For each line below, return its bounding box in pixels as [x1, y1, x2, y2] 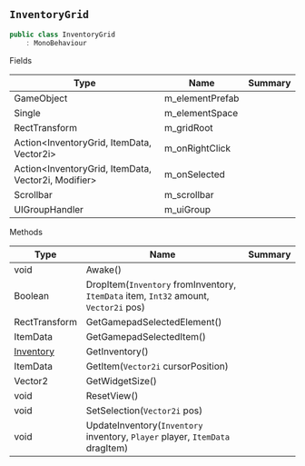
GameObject [14, 92, 68, 104]
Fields [9, 55, 33, 65]
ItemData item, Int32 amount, [85, 289, 210, 302]
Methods [9, 226, 44, 237]
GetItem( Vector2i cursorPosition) [85, 360, 229, 372]
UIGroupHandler [14, 203, 84, 215]
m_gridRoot [164, 121, 213, 134]
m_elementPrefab [164, 92, 240, 104]
